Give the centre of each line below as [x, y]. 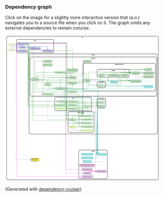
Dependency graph [28, 7]
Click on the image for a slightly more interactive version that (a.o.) [72, 18]
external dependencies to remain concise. [48, 28]
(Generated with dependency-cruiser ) [43, 189]
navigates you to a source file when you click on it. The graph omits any [78, 23]
